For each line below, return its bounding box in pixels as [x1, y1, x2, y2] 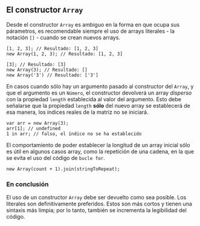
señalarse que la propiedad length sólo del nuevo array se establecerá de [6, 102, 190, 109]
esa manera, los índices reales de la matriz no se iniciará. [6, 108, 149, 116]
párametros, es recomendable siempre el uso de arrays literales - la [6, 27, 175, 35]
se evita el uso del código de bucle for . [6, 154, 106, 161]
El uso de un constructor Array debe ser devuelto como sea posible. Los [6, 194, 187, 201]
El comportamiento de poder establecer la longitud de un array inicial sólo [6, 141, 190, 148]
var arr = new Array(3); [6, 120, 69, 126]
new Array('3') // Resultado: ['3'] [6, 72, 98, 78]
